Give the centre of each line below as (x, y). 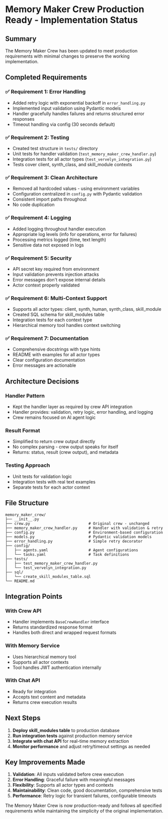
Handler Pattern (25, 396)
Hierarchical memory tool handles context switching (66, 325)
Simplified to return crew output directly (54, 442)
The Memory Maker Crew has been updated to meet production (71, 51)
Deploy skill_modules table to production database (66, 730)
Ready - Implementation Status (72, 20)
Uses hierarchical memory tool (44, 657)
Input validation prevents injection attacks (56, 274)
